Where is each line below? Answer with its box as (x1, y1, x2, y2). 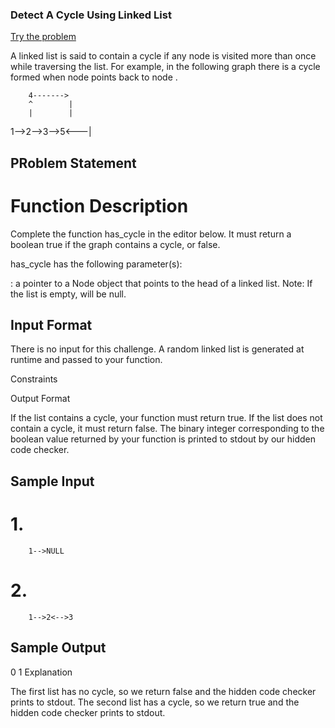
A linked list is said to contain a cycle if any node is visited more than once (10, 50, 317, 62)
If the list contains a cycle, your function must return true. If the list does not (10, 412, 323, 424)
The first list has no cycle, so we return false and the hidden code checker (10, 685, 317, 697)
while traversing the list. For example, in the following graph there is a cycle (10, 61, 321, 73)
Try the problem (10, 31, 77, 43)
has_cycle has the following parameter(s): (10, 258, 183, 270)
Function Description (10, 194, 189, 217)
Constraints (10, 373, 58, 385)
